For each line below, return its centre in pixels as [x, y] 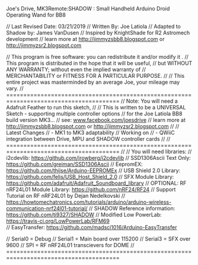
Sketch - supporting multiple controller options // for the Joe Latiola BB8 [94, 113]
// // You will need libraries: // [156, 152]
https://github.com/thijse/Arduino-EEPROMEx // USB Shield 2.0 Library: [93, 171]
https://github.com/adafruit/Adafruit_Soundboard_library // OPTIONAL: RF [96, 183]
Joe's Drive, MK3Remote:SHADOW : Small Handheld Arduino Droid [88, 9]
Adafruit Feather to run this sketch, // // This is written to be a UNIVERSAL [96, 107]
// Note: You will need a [149, 101]
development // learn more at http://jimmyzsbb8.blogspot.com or [85, 39]
